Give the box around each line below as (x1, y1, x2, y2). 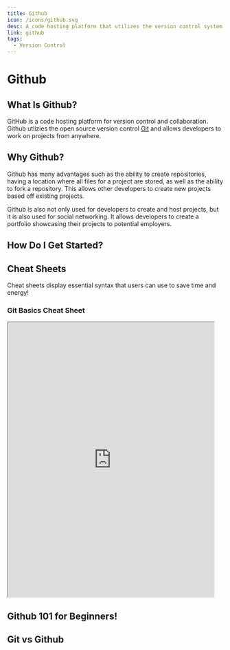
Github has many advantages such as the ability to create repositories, (7, 170, 207, 178)
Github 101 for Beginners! (7, 610, 118, 622)
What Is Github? (7, 99, 78, 111)
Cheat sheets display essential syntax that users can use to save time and (7, 281, 216, 289)
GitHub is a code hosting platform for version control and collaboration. (7, 117, 209, 125)
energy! (7, 289, 30, 297)
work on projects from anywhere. (7, 132, 102, 139)
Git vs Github (7, 634, 65, 646)
